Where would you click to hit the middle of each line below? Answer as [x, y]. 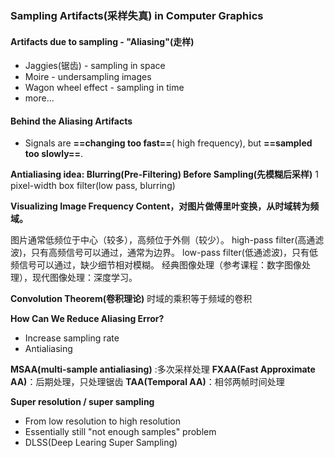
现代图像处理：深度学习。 [84, 278]
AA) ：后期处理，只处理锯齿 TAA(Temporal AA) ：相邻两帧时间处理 [147, 382]
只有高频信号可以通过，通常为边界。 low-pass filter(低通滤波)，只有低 [175, 253]
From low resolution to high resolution [102, 421]
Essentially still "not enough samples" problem [120, 432]
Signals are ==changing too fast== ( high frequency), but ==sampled [168, 143]
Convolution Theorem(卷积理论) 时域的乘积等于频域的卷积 [131, 299]
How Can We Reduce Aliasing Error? [87, 319]
